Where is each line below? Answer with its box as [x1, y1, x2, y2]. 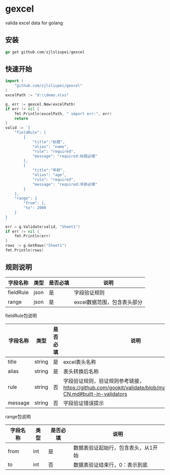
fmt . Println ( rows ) [5, 248, 44, 253]
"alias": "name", [32, 144, 69, 149]
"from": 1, [23, 201, 47, 206]
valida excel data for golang [5, 20, 63, 26]
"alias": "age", [32, 173, 67, 178]
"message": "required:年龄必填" [32, 182, 98, 187]
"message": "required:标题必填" [32, 153, 98, 159]
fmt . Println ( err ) [14, 233, 51, 239]
